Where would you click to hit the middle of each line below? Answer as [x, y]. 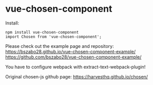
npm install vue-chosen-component [42, 32]
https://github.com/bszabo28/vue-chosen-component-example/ [73, 57]
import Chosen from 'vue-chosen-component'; [53, 37]
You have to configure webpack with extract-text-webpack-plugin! [75, 67]
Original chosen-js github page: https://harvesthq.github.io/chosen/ [77, 76]
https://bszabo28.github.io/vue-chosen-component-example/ [71, 51]
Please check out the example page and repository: [60, 46]
